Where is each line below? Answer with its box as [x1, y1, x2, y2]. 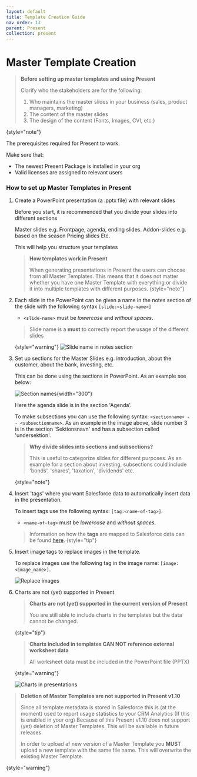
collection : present [6, 31, 57, 37]
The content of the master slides [29, 111, 109, 118]
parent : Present [6, 25, 46, 31]
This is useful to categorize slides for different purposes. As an [29, 455, 182, 462]
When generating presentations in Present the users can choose [29, 266, 186, 274]
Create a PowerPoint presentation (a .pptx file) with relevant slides [14, 197, 175, 204]
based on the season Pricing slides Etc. [14, 232, 111, 239]
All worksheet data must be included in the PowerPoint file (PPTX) [29, 658, 190, 666]
